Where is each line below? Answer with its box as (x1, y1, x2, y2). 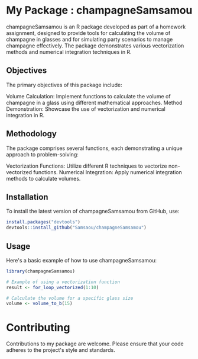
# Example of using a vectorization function (6, 279, 120, 285)
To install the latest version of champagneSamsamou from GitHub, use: (6, 208, 180, 215)
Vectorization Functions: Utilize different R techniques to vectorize (6, 162, 167, 169)
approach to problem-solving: (6, 150, 79, 158)
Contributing (6, 320, 70, 334)
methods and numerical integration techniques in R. (6, 48, 132, 55)
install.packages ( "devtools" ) (6, 219, 81, 225)
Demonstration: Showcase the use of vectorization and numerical (6, 105, 165, 113)
